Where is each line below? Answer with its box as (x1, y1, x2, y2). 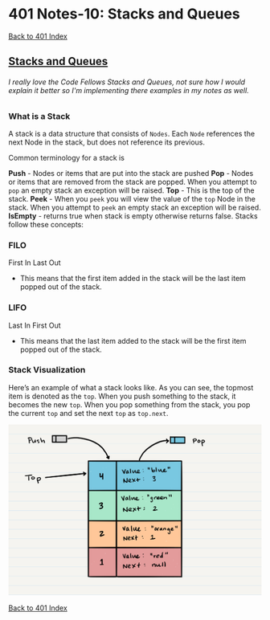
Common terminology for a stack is (8, 153, 125, 162)
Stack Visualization (8, 365, 86, 376)
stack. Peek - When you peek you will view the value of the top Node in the (8, 194, 256, 203)
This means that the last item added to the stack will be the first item (19, 336, 247, 345)
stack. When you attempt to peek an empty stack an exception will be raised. (8, 202, 261, 212)
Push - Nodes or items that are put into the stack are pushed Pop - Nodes (8, 168, 254, 177)
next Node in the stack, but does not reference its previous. (8, 137, 206, 147)
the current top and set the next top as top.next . (8, 408, 169, 418)
